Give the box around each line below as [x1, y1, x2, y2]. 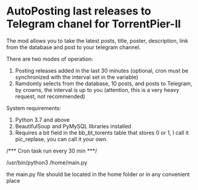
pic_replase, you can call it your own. [15, 135, 108, 143]
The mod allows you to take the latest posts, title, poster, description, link [6, 37, 189, 44]
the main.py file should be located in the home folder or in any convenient [6, 171, 190, 178]
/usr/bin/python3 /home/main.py [6, 159, 88, 166]
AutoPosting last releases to [6, 4, 151, 18]
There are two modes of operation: [6, 55, 94, 62]
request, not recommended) [15, 93, 86, 100]
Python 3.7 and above [15, 116, 70, 123]
